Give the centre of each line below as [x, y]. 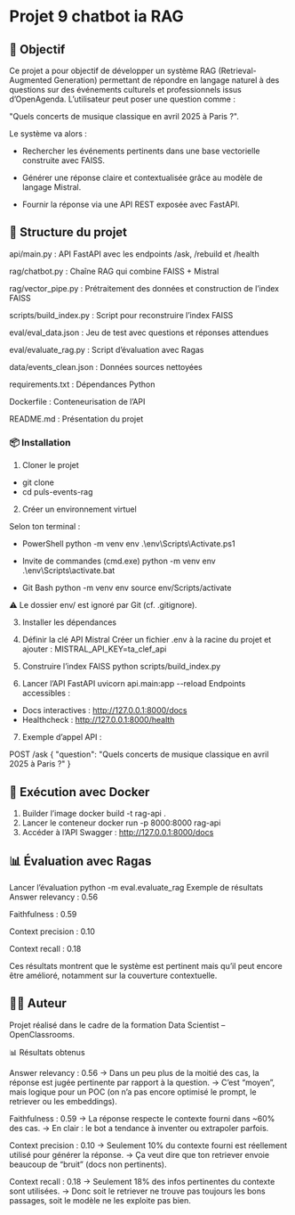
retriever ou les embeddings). [64, 1101]
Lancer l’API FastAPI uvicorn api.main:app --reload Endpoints [134, 684]
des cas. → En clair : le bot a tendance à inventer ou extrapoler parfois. [139, 1128]
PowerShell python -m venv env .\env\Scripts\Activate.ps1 [128, 544]
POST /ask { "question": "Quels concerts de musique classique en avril [139, 754]
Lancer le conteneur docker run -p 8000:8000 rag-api [121, 823]
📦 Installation [40, 442]
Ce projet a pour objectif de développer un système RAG [113, 70]
